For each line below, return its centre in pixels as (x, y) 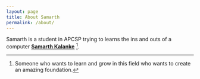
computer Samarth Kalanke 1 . (43, 46)
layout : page (22, 11)
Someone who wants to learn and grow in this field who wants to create (103, 64)
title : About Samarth (33, 17)
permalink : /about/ (30, 22)
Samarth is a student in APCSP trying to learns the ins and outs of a (89, 39)
